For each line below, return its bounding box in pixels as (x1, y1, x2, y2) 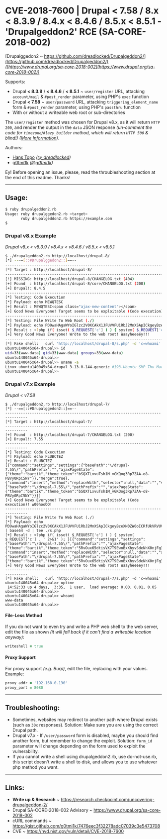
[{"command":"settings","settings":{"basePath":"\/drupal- (5, 463, 130, 468)
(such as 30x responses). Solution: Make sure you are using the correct (12, 722, 158, 728)
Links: (5, 783, 25, 792)
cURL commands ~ (12, 818, 52, 824)
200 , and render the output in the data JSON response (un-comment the (5, 124, 153, 130)
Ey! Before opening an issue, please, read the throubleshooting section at (5, 169, 156, 175)
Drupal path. (12, 727, 38, 734)
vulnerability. (12, 748, 39, 754)
